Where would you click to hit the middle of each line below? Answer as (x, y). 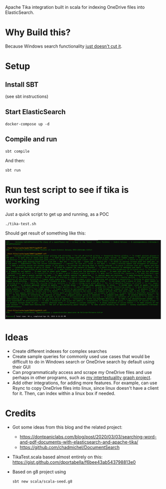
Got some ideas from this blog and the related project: (67, 427)
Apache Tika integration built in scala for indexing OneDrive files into (75, 7)
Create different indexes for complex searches (60, 351)
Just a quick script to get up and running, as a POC (57, 214)
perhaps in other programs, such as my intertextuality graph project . (82, 378)
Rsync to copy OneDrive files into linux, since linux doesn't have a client (85, 388)
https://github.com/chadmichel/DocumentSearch (70, 447)
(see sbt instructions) (27, 96)
